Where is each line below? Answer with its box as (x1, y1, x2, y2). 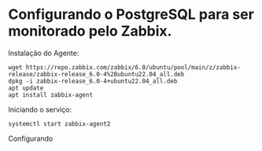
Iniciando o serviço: (8, 105, 72, 114)
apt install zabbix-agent (8, 90, 93, 99)
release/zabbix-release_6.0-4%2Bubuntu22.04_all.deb (8, 70, 185, 78)
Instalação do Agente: (8, 48, 79, 57)
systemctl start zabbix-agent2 (8, 120, 111, 127)
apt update (8, 84, 44, 92)
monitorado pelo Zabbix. (8, 22, 172, 40)
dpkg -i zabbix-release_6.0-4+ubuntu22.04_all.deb (8, 77, 178, 85)
